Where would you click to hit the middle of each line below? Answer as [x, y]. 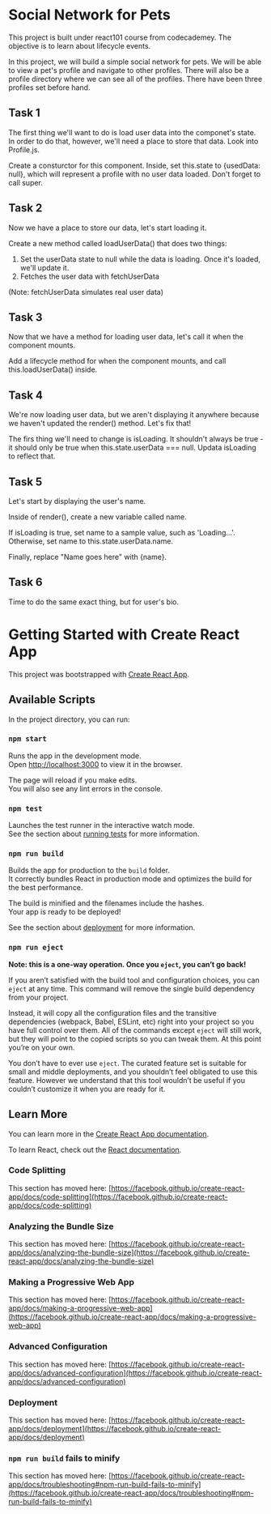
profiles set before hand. [49, 87]
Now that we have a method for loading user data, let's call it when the [126, 337]
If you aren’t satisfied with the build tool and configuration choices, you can [134, 980]
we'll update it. [44, 267]
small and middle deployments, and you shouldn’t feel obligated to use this [133, 1072]
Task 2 [25, 208]
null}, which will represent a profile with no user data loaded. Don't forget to [135, 174]
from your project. [38, 997]
